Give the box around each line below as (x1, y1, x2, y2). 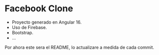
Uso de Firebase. (11, 24, 47, 30)
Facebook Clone (4, 3, 73, 14)
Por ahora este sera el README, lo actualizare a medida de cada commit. (4, 44, 155, 50)
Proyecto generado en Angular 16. (11, 19, 82, 25)
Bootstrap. (11, 29, 33, 35)
